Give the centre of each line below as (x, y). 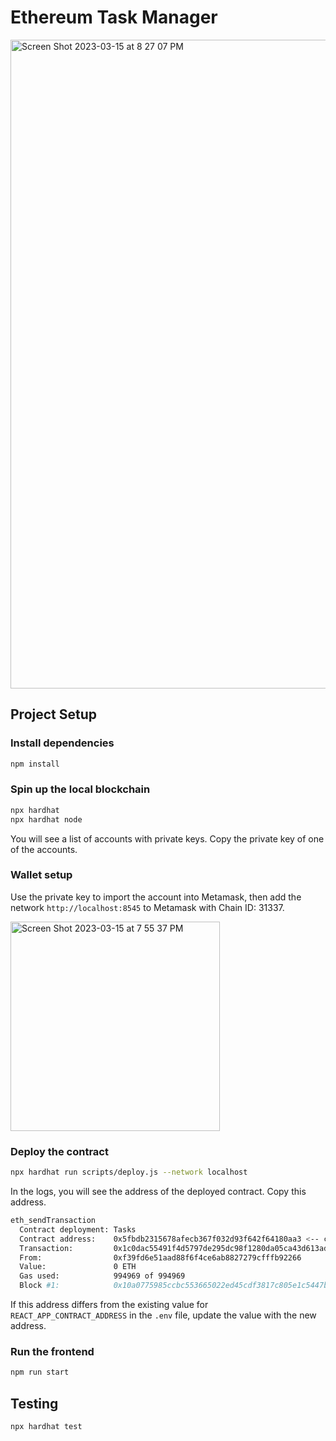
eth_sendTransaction (53, 1221)
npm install (35, 764)
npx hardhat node (46, 819)
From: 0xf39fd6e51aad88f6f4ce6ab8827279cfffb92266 (160, 1257)
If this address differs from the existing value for (109, 1305)
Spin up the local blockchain (80, 789)
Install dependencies (62, 743)
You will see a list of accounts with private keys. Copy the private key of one (167, 838)
